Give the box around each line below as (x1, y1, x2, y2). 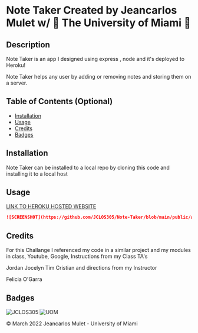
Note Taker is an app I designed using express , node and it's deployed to (6, 56, 184, 62)
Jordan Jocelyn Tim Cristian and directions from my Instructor (6, 264, 157, 271)
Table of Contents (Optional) (6, 96, 113, 106)
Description (6, 40, 50, 50)
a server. (6, 79, 28, 86)
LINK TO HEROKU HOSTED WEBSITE (6, 203, 97, 210)
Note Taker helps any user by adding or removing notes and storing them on (6, 73, 192, 80)
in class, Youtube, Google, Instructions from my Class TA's (6, 253, 148, 260)
